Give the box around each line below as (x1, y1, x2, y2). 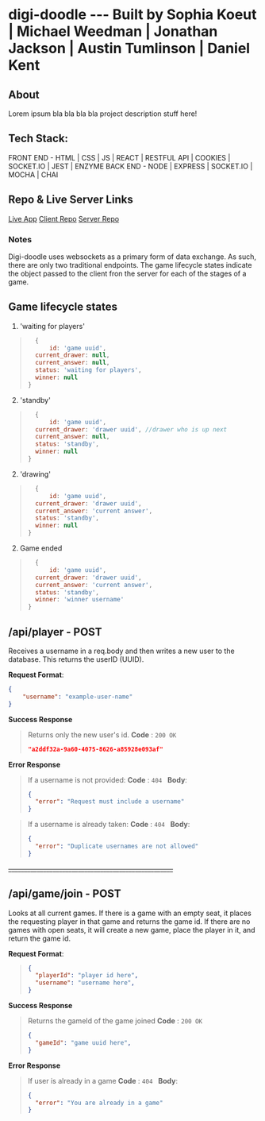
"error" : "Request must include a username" (35, 798, 185, 806)
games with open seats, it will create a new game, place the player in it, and (8, 925, 255, 934)
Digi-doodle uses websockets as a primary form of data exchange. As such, (8, 252, 256, 261)
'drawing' (19, 469, 52, 478)
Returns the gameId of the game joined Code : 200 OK (27, 1016, 203, 1026)
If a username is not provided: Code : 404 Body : (27, 775, 188, 784)
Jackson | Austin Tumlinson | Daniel (8, 40, 251, 57)
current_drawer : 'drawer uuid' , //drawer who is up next (35, 425, 228, 434)
